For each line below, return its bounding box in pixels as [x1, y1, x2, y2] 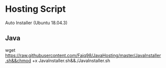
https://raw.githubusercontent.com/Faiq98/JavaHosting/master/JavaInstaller [5, 52, 161, 58]
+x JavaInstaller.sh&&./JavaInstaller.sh [32, 58, 111, 64]
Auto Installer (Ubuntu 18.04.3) [5, 20, 68, 26]
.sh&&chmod [5, 58, 31, 64]
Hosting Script [5, 3, 66, 15]
